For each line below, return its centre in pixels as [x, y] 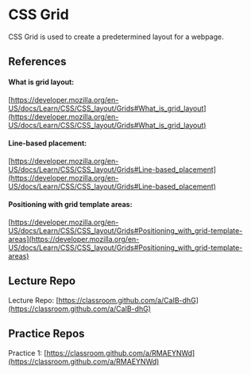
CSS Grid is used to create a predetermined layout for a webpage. [116, 37]
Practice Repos [46, 334]
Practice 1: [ [27, 353]
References [37, 62]
